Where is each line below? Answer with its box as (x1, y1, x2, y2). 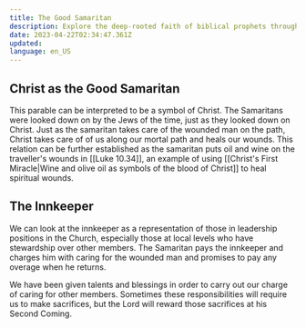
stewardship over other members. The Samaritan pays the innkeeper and (9, 242, 284, 253)
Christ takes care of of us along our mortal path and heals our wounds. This (9, 134, 293, 144)
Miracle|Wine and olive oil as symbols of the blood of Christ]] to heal (9, 163, 267, 174)
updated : (9, 38, 43, 48)
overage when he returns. (9, 261, 107, 273)
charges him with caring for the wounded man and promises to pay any (9, 252, 278, 263)
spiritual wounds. (9, 172, 75, 183)
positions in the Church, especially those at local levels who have (9, 233, 254, 244)
